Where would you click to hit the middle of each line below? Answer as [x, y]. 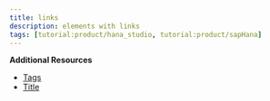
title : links [34, 18]
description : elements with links [75, 26]
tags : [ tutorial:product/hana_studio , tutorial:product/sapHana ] [135, 34]
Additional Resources [51, 60]
